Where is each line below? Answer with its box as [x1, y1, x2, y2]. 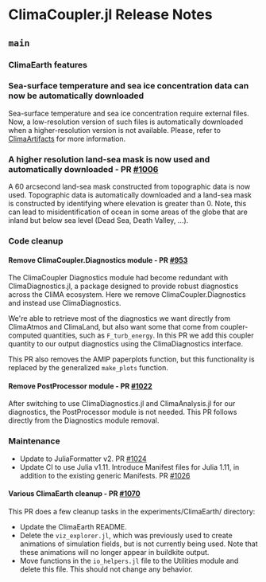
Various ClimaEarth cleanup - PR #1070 [8, 489, 141, 498]
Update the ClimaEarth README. [19, 521, 127, 531]
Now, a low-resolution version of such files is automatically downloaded [8, 117, 244, 127]
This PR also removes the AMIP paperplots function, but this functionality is [8, 354, 256, 364]
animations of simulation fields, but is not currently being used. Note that [19, 539, 258, 549]
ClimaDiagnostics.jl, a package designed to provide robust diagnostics [8, 281, 239, 291]
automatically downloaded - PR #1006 [8, 163, 159, 174]
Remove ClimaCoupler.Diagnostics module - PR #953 [8, 255, 188, 264]
